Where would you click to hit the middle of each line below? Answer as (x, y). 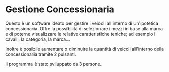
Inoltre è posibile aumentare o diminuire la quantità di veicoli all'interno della (84, 49)
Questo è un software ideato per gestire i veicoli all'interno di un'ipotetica (82, 23)
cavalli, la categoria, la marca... (38, 39)
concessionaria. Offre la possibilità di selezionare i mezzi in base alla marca (84, 28)
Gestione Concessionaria (60, 9)
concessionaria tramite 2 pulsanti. (41, 54)
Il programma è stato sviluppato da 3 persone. (54, 64)
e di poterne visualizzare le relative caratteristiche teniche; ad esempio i (80, 34)
